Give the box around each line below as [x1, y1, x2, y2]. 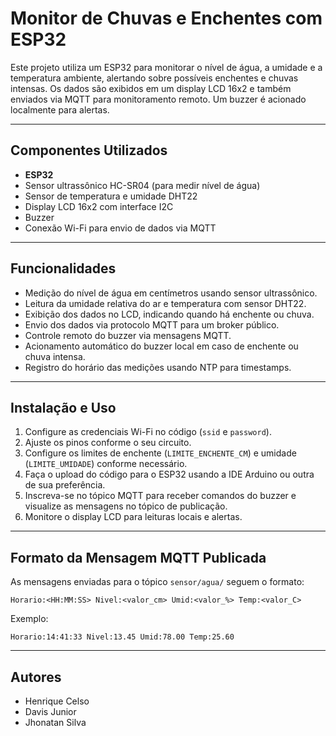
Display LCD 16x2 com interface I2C [24, 200, 174, 212]
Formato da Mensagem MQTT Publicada [10, 549, 267, 566]
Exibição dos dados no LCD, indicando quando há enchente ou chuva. [24, 308, 315, 320]
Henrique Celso [24, 695, 90, 707]
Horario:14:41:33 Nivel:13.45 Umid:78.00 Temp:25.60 [10, 632, 235, 642]
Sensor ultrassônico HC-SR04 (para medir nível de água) [24, 179, 261, 191]
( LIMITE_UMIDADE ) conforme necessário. [24, 458, 188, 470]
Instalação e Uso [10, 399, 117, 416]
